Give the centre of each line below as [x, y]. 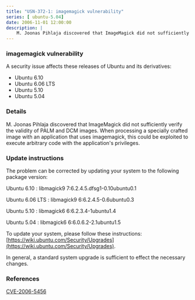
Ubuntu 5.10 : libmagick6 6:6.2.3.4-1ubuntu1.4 [61, 211]
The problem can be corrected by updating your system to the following [93, 171]
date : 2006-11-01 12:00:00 [39, 22]
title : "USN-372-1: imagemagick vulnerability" [65, 11]
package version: [27, 177]
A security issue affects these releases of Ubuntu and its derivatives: [89, 66]
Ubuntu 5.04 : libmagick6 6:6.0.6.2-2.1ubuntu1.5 [64, 222]
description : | [25, 28]
